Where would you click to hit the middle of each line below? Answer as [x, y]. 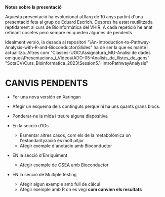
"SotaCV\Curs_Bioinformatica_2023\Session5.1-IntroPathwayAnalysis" [77, 63]
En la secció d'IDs [30, 125]
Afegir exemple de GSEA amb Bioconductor [64, 165]
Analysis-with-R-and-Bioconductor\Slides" [49, 47]
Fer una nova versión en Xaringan [46, 97]
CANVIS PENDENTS [46, 83]
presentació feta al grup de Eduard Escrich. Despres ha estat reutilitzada [79, 22]
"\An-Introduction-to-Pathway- [119, 42]
